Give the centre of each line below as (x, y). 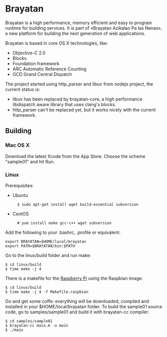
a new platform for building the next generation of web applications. (75, 33)
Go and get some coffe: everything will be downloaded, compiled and (77, 301)
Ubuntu (20, 195)
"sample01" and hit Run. (30, 161)
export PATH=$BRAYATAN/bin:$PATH (40, 246)
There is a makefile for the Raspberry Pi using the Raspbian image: (74, 278)
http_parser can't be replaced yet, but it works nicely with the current (84, 110)
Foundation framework (36, 63)
